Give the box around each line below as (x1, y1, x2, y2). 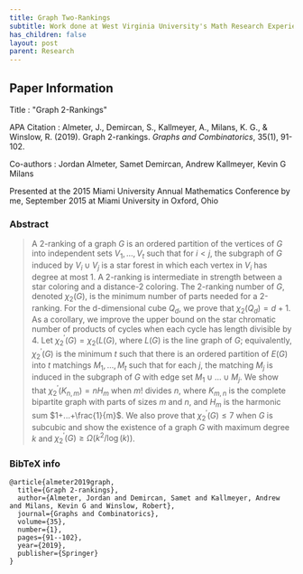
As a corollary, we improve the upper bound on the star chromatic (31, 314, 277, 325)
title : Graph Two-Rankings (9, 13, 111, 23)
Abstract (9, 218, 50, 231)
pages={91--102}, (17, 533, 83, 542)
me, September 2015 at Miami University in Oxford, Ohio (9, 195, 219, 206)
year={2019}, (17, 541, 67, 550)
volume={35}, (17, 517, 67, 527)
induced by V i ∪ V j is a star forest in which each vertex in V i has (31, 259, 268, 272)
